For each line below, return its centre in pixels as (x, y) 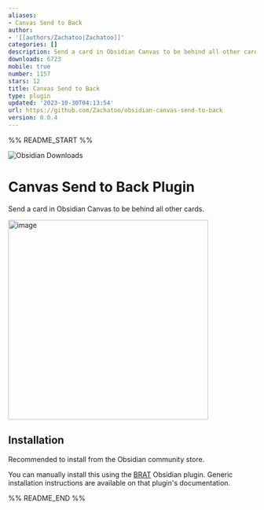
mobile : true (29, 67)
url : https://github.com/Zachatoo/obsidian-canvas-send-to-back (115, 111)
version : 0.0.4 (33, 118)
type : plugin (29, 96)
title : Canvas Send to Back (54, 88)
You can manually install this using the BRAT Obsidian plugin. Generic (121, 474)
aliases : (22, 15)
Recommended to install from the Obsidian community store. (106, 459)
